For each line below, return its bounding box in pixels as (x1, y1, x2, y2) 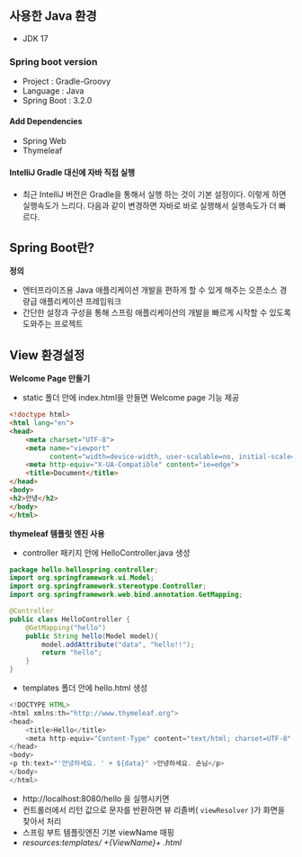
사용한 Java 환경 (9, 8, 97, 24)
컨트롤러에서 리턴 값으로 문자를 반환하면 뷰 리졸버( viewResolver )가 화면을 (22, 804, 286, 815)
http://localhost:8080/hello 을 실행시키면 (22, 793, 170, 804)
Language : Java (22, 86, 84, 96)
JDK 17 (22, 32, 49, 43)
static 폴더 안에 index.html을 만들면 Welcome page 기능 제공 (22, 392, 240, 403)
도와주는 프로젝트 (22, 319, 84, 329)
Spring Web (22, 136, 67, 147)
